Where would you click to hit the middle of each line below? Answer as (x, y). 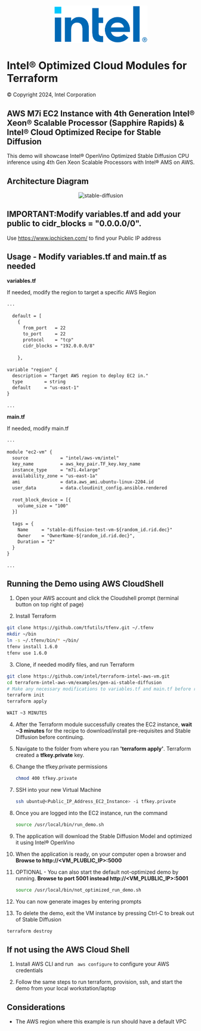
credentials (29, 971)
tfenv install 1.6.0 (33, 647)
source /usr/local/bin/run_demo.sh (60, 825)
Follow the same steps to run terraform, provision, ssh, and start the (99, 982)
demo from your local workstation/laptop (66, 989)
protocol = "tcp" (48, 340)
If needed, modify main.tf (38, 428)
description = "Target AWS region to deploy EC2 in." (80, 376)
